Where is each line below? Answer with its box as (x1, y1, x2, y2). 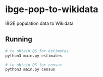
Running (5, 35, 33, 44)
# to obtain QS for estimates (5, 48, 69, 54)
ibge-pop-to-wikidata (5, 4, 98, 15)
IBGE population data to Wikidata (5, 20, 74, 26)
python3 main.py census (5, 67, 56, 72)
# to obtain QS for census (5, 62, 62, 67)
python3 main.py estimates (5, 53, 62, 58)
